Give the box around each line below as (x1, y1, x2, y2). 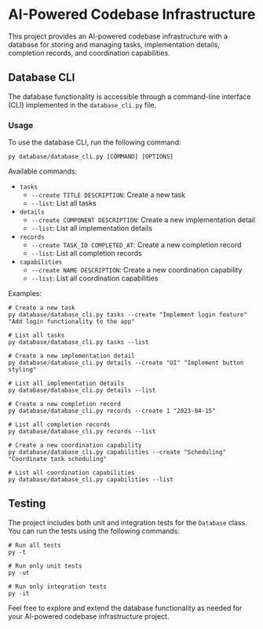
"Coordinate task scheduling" (8, 455, 108, 463)
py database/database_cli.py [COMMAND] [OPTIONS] (8, 153, 174, 161)
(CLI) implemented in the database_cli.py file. (8, 100, 157, 109)
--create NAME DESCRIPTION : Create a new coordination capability (31, 265, 243, 275)
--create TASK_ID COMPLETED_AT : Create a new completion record (31, 240, 242, 250)
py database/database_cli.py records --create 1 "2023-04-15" (8, 407, 216, 415)
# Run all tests (8, 541, 61, 549)
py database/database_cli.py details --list (8, 386, 156, 394)
